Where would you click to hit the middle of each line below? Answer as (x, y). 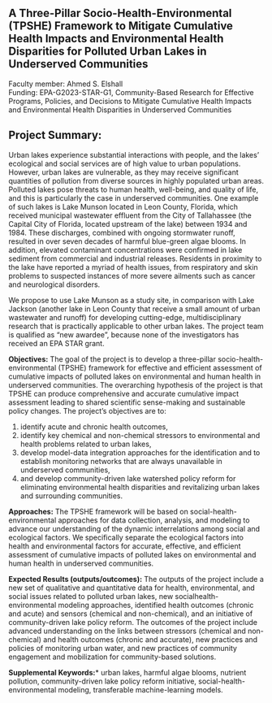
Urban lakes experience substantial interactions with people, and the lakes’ (134, 154)
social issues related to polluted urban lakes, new (91, 596)
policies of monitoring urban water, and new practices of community (123, 648)
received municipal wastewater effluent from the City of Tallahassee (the (130, 215)
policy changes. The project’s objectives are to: (87, 410)
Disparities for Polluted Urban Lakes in (108, 52)
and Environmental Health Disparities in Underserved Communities (120, 110)
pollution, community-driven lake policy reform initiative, (103, 681)
